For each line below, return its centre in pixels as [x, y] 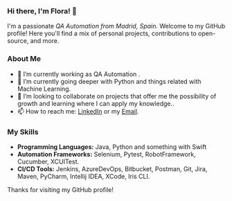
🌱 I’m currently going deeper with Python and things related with [109, 81]
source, [18, 41]
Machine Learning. [44, 89]
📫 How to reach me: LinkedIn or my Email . [78, 111]
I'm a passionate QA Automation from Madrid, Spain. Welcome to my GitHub [116, 26]
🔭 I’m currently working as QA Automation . [79, 74]
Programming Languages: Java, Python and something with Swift [112, 147]
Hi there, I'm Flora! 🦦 [42, 11]
